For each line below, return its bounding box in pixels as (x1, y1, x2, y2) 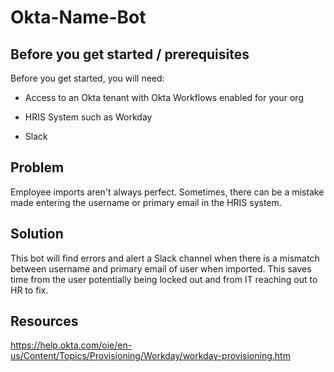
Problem (10, 159, 65, 176)
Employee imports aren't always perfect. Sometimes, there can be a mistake (10, 186, 325, 198)
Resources (10, 313, 79, 330)
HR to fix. (10, 284, 49, 296)
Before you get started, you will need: (10, 72, 165, 84)
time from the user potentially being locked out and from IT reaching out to (10, 273, 318, 285)
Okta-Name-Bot (10, 6, 147, 29)
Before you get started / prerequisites (10, 46, 250, 63)
